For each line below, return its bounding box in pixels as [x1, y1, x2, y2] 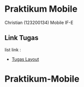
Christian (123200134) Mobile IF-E [4, 20, 74, 25]
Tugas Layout [11, 56, 40, 62]
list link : [4, 46, 21, 52]
